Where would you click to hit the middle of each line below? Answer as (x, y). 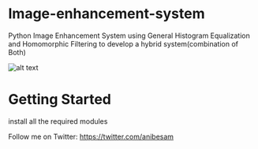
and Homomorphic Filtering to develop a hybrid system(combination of (123, 43)
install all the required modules (58, 121)
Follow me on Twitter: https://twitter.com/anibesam (91, 136)
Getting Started (60, 100)
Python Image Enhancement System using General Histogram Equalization (129, 35)
